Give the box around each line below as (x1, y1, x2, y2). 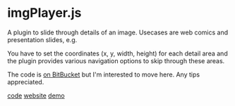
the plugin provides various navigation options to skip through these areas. (7, 56, 225, 65)
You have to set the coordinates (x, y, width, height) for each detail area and (7, 49, 228, 58)
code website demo (7, 91, 65, 100)
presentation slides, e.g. (7, 35, 78, 44)
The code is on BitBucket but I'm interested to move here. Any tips (7, 70, 200, 79)
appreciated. (7, 77, 44, 86)
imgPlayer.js (7, 5, 82, 21)
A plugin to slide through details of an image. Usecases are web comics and (7, 28, 228, 37)
